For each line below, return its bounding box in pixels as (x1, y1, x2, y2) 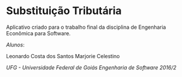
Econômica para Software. (6, 29, 71, 36)
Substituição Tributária (6, 4, 122, 18)
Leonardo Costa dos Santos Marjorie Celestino (6, 52, 120, 59)
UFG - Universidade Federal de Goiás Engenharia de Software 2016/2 (6, 63, 177, 71)
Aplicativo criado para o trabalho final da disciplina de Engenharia (6, 24, 167, 31)
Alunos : (6, 41, 25, 48)
